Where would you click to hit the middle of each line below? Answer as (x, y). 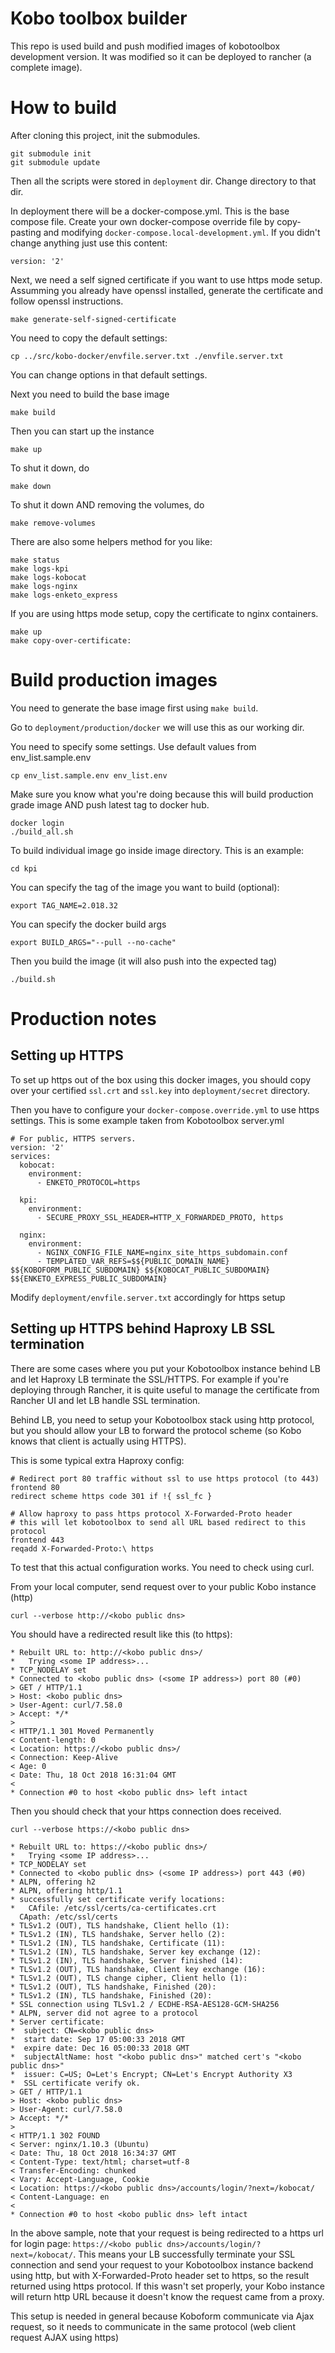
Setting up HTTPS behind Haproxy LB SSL (143, 1328)
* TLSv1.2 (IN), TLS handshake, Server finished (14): (127, 1960)
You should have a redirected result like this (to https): (121, 1634)
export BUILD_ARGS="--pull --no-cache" (93, 942)
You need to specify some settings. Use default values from (133, 746)
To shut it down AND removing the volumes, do (107, 504)
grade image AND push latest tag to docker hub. (110, 804)
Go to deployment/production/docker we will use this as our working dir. (157, 727)
